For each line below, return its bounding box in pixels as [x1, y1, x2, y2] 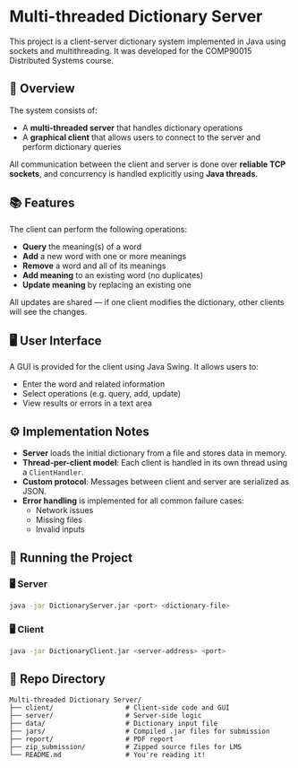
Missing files [35, 514, 83, 526]
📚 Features [9, 196, 75, 211]
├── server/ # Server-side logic [9, 711, 202, 720]
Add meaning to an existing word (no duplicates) [21, 269, 204, 280]
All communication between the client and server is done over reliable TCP [9, 159, 286, 170]
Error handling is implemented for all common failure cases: [21, 495, 244, 506]
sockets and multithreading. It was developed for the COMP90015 [9, 45, 252, 56]
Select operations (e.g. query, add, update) [21, 388, 182, 399]
